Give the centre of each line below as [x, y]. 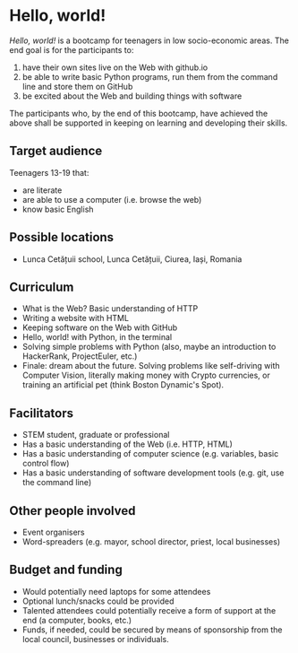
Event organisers [53, 532]
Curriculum [42, 287]
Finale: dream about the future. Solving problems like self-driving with [151, 366]
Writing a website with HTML [76, 318]
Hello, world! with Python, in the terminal [97, 337]
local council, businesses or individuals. [95, 639]
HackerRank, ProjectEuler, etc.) [80, 356]
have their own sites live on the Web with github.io [115, 67]
